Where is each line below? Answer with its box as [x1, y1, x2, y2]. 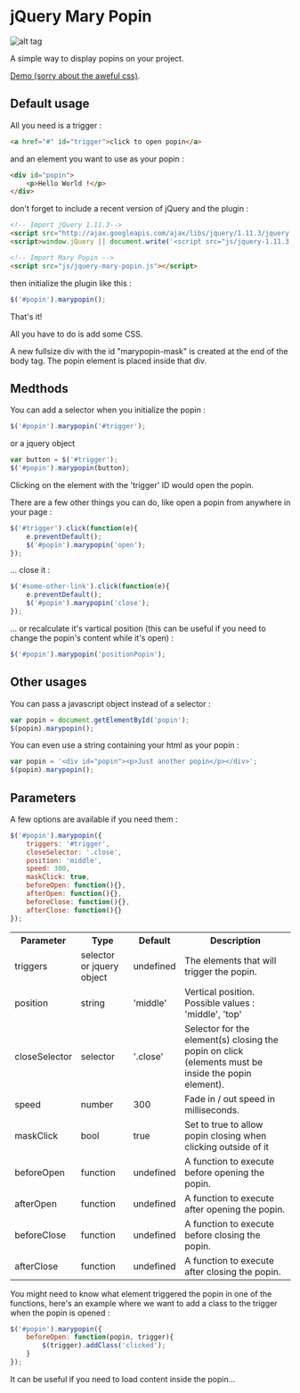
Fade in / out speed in [184, 1092, 275, 1105]
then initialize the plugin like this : [10, 278, 132, 288]
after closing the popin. [184, 1265, 281, 1278]
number [80, 1098, 114, 1110]
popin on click [184, 1044, 244, 1057]
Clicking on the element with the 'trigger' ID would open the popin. [10, 479, 255, 490]
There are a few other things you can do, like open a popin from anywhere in [10, 497, 291, 508]
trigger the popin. [184, 966, 257, 978]
